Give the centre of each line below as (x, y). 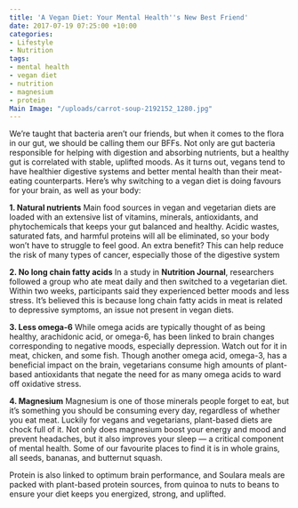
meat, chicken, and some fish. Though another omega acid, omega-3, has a (148, 356)
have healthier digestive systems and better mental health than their (134, 172)
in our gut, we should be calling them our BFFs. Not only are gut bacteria (142, 143)
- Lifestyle (31, 42)
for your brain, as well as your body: (75, 190)
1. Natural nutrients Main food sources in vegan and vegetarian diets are (143, 208)
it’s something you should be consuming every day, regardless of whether (145, 411)
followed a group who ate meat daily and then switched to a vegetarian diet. (148, 282)
